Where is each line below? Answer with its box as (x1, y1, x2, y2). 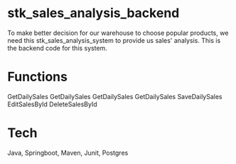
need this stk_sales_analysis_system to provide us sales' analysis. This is (7, 36, 221, 44)
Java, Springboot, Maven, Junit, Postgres (7, 148, 129, 157)
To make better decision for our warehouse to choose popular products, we (7, 29, 229, 37)
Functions (7, 69, 68, 85)
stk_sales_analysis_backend (7, 5, 180, 21)
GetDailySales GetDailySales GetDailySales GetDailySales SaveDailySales (7, 92, 222, 101)
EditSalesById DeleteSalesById (7, 100, 97, 108)
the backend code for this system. (7, 43, 108, 52)
